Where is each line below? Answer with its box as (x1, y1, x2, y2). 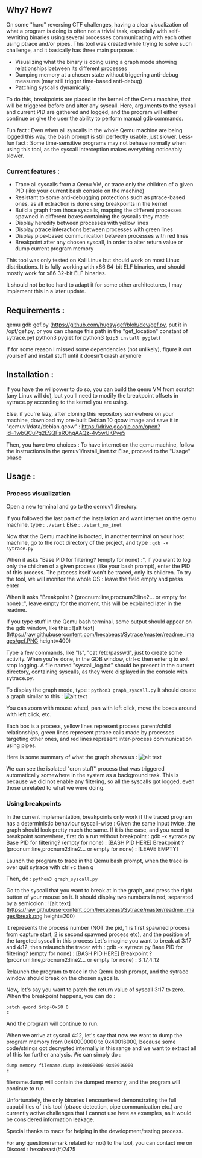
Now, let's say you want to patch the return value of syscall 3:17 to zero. (6, 986, 185, 993)
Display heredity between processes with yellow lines (14, 220, 149, 227)
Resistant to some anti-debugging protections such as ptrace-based (14, 194, 185, 201)
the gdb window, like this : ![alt (6, 625, 82, 632)
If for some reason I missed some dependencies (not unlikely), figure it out (6, 345, 192, 352)
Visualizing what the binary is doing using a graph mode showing (14, 58, 177, 65)
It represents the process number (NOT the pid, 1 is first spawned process (6, 924, 191, 931)
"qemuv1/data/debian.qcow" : (6, 422, 80, 430)
